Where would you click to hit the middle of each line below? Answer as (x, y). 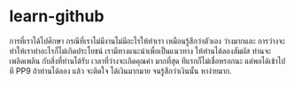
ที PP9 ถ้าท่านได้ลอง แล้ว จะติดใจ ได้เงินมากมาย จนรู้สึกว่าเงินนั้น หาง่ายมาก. (120, 70)
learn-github (57, 16)
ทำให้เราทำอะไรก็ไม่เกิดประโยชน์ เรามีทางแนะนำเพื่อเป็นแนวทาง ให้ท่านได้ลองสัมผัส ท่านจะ (140, 51)
